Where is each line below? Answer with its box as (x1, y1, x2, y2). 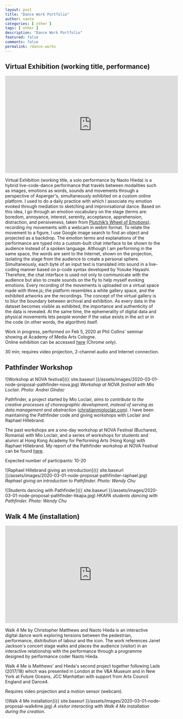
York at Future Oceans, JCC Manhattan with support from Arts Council (5, 673, 149, 679)
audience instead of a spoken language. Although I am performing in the (5, 245, 152, 251)
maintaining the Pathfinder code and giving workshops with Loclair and (5, 412, 150, 418)
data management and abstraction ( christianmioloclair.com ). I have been (5, 407, 154, 413)
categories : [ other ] (5, 21, 52, 26)
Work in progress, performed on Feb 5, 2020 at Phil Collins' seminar (5, 329, 144, 335)
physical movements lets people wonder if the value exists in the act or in (5, 314, 154, 320)
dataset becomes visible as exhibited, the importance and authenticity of (5, 303, 153, 309)
